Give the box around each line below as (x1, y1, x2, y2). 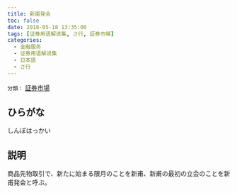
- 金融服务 (13, 43, 42, 50)
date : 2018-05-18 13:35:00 (7, 23, 87, 31)
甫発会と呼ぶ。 (7, 178, 51, 187)
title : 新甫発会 (7, 10, 51, 18)
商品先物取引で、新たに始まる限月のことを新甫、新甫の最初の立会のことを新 (7, 170, 231, 178)
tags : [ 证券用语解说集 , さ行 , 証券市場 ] (7, 30, 115, 38)
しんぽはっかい (7, 126, 51, 135)
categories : (7, 37, 42, 44)
